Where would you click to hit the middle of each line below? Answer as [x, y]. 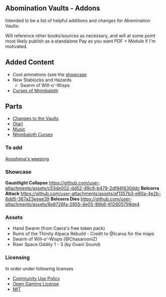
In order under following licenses [39, 268]
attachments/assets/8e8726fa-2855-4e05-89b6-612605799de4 [72, 205]
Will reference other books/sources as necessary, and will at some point [80, 35]
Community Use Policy [36, 278]
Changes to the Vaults [36, 119]
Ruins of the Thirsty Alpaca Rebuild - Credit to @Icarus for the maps [83, 234]
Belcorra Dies [65, 199]
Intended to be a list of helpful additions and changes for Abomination [78, 20]
